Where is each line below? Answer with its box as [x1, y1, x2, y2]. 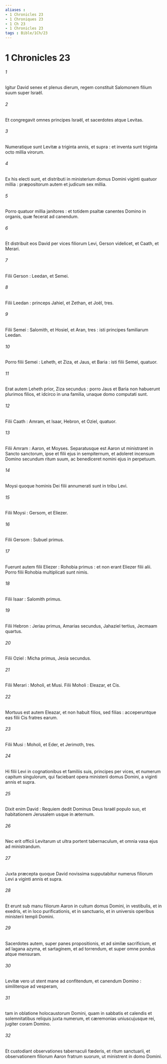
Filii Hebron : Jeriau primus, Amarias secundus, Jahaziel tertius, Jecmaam [5, 623, 158, 629]
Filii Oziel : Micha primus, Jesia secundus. [5, 655, 91, 661]
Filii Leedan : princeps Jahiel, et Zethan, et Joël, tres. [5, 300, 114, 306]
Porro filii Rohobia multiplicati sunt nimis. [5, 569, 89, 575]
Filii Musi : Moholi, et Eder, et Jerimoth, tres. [5, 741, 96, 747]
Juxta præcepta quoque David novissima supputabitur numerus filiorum [5, 870, 153, 876]
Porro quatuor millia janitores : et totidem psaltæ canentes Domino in [5, 208, 146, 214]
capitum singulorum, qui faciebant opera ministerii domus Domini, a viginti [5, 774, 158, 780]
